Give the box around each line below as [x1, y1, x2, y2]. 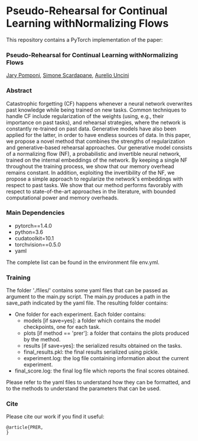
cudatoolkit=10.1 [14, 234, 54, 241]
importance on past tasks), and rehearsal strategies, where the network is [6, 119, 186, 126]
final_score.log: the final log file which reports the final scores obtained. [14, 367, 189, 374]
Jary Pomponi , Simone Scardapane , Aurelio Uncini [6, 72, 129, 79]
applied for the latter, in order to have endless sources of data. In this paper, [6, 131, 191, 138]
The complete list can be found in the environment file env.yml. [6, 259, 160, 266]
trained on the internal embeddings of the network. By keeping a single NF [6, 156, 188, 164]
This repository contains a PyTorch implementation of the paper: [6, 36, 163, 43]
